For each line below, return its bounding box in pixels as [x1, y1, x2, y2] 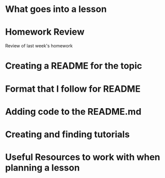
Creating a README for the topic [5, 60, 143, 72]
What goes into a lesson [5, 3, 107, 15]
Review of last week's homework [5, 43, 73, 49]
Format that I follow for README [5, 83, 141, 94]
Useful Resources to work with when [5, 152, 161, 163]
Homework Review [5, 26, 85, 38]
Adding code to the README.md [5, 106, 142, 117]
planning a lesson [5, 162, 80, 174]
